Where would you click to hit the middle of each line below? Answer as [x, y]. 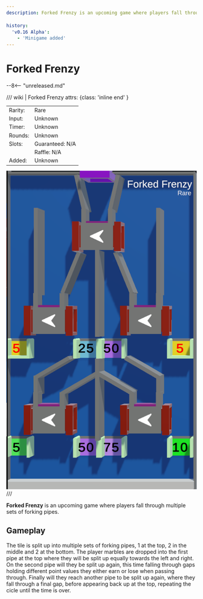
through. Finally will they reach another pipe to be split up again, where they [101, 577]
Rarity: [17, 110]
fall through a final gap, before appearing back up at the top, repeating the [99, 584]
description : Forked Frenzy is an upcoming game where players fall [94, 13]
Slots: [16, 144]
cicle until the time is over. [39, 590]
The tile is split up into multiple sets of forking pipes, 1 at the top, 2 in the [97, 545]
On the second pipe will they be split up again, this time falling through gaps [101, 565]
